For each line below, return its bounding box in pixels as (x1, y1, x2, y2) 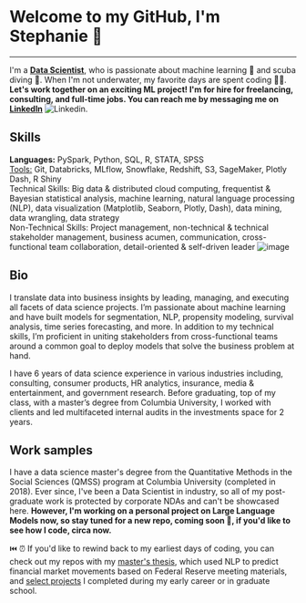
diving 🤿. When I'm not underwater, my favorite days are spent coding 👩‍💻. (9, 74, 287, 85)
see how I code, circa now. (9, 525, 112, 535)
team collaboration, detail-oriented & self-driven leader (48, 241, 256, 252)
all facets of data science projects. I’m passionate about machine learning (9, 301, 286, 312)
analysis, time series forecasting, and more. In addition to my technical (9, 321, 275, 332)
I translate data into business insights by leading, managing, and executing (9, 292, 290, 303)
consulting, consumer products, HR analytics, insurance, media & (9, 377, 255, 389)
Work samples (9, 442, 93, 458)
